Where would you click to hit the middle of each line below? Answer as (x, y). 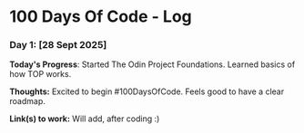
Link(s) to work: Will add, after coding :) (85, 119)
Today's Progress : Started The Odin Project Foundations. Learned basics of (152, 64)
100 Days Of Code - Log (101, 17)
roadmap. (27, 101)
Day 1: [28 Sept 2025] (58, 45)
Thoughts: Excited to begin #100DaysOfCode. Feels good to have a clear (147, 91)
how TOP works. (41, 74)
